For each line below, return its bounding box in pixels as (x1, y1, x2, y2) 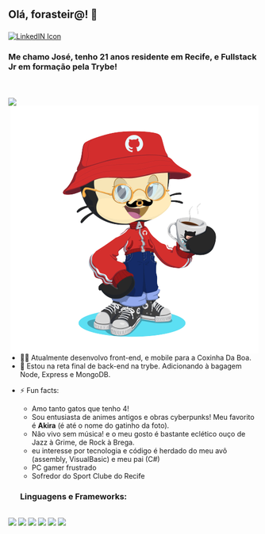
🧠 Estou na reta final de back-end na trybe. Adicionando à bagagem (19, 361, 242, 371)
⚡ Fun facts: (19, 385, 60, 395)
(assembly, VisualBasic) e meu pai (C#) (31, 454, 160, 463)
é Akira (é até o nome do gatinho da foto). (31, 421, 170, 430)
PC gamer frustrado (31, 463, 97, 472)
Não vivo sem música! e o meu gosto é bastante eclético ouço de (31, 429, 246, 438)
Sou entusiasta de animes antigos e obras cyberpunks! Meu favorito (31, 412, 255, 421)
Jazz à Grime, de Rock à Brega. (31, 437, 135, 447)
